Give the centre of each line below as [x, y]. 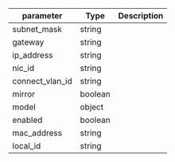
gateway [28, 42]
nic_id [23, 68]
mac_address [37, 133]
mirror [24, 94]
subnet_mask [37, 29]
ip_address [33, 55]
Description [141, 16]
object [92, 107]
